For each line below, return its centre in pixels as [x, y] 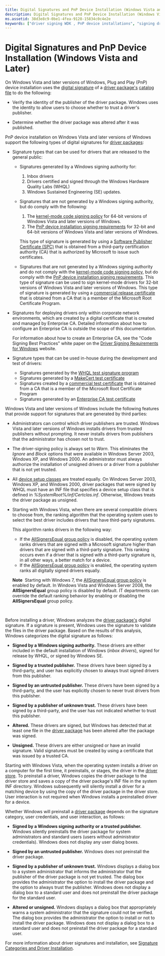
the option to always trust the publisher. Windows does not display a [81, 888]
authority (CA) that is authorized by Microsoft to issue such [79, 252]
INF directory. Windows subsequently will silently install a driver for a [75, 787]
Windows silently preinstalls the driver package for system [71, 832]
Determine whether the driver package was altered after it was [75, 122]
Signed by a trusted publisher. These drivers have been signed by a [82, 665]
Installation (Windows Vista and [72, 58]
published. [23, 128]
